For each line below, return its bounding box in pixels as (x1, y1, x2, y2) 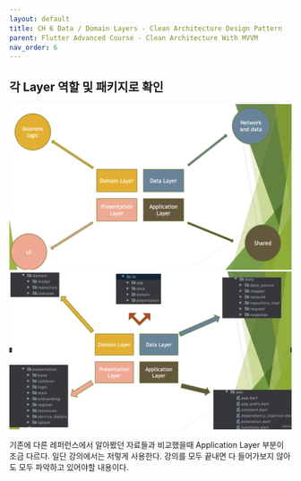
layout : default (9, 14, 70, 23)
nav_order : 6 (9, 43, 58, 52)
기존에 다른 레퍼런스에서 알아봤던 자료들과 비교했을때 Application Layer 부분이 (9, 440, 285, 451)
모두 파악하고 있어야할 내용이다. (18, 462, 129, 473)
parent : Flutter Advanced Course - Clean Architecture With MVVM (9, 33, 258, 42)
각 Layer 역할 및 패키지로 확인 (9, 79, 164, 94)
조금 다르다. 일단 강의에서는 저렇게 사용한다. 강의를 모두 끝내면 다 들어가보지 (9, 451, 275, 461)
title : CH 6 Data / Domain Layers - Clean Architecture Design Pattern (9, 23, 282, 33)
